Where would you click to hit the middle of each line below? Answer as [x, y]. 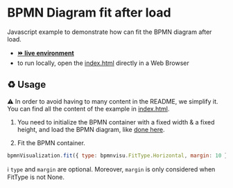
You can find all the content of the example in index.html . [88, 109]
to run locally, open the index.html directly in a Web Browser [103, 63]
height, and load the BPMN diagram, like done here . [91, 129]
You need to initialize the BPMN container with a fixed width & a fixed [116, 122]
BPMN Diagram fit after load [89, 13]
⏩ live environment [45, 53]
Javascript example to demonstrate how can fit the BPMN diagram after [110, 32]
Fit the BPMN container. [51, 142]
